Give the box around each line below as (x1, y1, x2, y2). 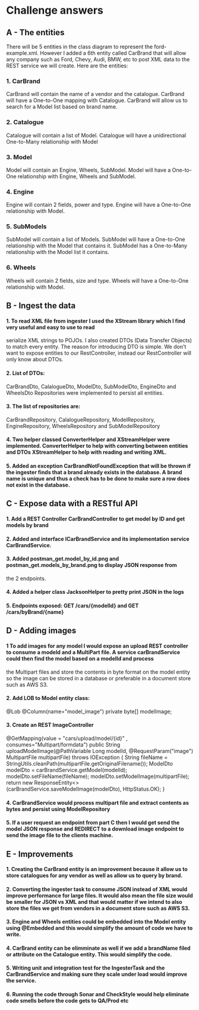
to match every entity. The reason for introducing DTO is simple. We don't (6, 343, 187, 351)
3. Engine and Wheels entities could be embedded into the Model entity (6, 918, 186, 925)
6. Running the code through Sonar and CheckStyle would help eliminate (6, 991, 189, 998)
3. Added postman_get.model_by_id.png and (6, 555, 119, 562)
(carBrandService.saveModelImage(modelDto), (6, 785, 122, 792)
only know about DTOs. (6, 356, 64, 363)
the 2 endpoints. (6, 575, 46, 582)
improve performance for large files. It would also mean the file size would (6, 892, 193, 899)
